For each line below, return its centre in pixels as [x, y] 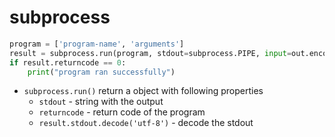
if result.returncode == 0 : [68, 62]
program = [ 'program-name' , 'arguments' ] [97, 44]
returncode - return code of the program [122, 112]
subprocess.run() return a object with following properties [143, 91]
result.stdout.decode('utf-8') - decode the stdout [146, 123]
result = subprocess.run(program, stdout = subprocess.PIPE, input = [150, 53]
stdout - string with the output [101, 102]
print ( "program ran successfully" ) [101, 72]
